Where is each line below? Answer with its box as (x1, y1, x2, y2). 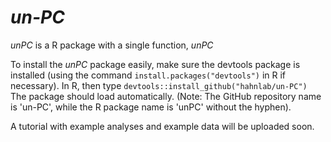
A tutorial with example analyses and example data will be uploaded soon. (10, 120, 315, 132)
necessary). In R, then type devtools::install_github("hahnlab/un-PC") (10, 79, 308, 91)
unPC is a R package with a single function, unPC (10, 39, 214, 51)
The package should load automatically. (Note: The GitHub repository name (10, 90, 322, 102)
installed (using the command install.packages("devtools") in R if (10, 69, 287, 81)
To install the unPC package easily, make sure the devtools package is (10, 58, 301, 70)
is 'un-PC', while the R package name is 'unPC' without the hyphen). (10, 101, 292, 113)
